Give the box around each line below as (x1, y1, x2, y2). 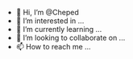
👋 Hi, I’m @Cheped (15, 8, 79, 17)
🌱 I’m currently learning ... (15, 25, 102, 33)
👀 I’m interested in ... (15, 16, 85, 26)
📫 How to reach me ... (15, 42, 91, 51)
